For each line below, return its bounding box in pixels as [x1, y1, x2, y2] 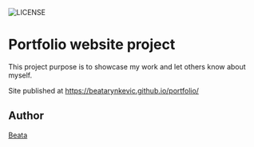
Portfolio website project [8, 36, 176, 54]
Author [8, 109, 44, 123]
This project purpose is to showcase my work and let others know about [8, 62, 246, 71]
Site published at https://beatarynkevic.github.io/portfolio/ [8, 85, 200, 95]
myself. [8, 70, 33, 80]
